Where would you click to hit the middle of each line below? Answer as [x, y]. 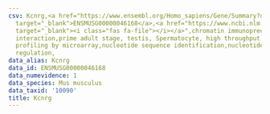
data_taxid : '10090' [43, 90]
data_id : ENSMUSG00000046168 [57, 68]
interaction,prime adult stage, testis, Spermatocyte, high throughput [138, 38]
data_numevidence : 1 [43, 75]
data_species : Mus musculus [55, 83]
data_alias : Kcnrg [39, 61]
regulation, [36, 53]
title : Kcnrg [30, 98]
